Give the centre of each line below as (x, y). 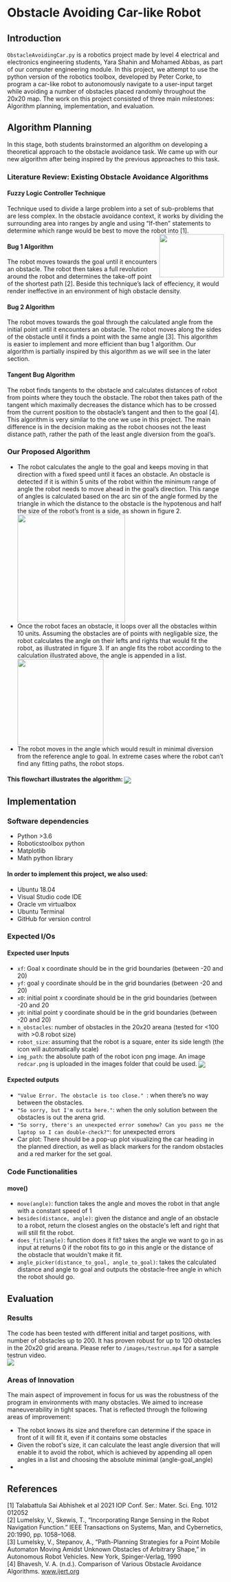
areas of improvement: (39, 1417)
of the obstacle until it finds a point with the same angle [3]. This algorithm (112, 337)
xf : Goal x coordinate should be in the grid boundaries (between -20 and (120, 968)
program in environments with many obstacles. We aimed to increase (105, 1403)
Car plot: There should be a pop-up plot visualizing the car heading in (115, 1139)
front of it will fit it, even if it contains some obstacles (92, 1438)
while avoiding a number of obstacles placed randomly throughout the (107, 91)
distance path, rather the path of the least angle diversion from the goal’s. (111, 434)
